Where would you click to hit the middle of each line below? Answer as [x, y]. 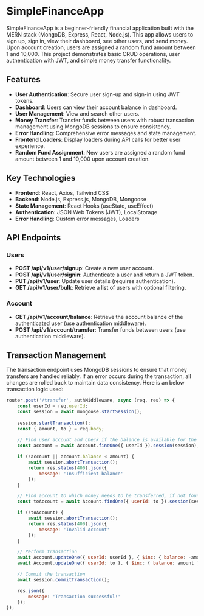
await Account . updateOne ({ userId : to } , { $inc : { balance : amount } [108, 563]
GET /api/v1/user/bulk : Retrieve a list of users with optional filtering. [100, 288]
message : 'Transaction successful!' [74, 597]
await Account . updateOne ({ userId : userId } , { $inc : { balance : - [104, 558]
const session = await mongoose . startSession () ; [80, 412]
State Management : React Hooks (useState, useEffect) [84, 206]
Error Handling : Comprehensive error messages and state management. [106, 133]
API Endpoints [34, 238]
